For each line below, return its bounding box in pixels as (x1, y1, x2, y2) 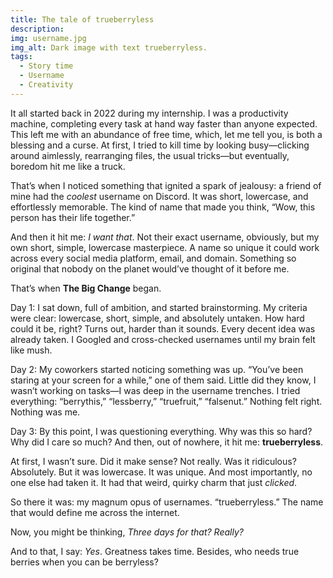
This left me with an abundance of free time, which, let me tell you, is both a (10, 128, 323, 140)
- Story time (19, 61, 74, 71)
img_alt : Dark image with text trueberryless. (10, 42, 208, 53)
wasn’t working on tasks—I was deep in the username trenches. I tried (10, 384, 301, 396)
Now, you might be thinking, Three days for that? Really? (10, 526, 244, 538)
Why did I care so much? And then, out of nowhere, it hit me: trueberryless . (10, 436, 324, 448)
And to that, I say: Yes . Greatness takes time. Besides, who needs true (10, 545, 300, 557)
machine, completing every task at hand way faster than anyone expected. (10, 117, 318, 130)
